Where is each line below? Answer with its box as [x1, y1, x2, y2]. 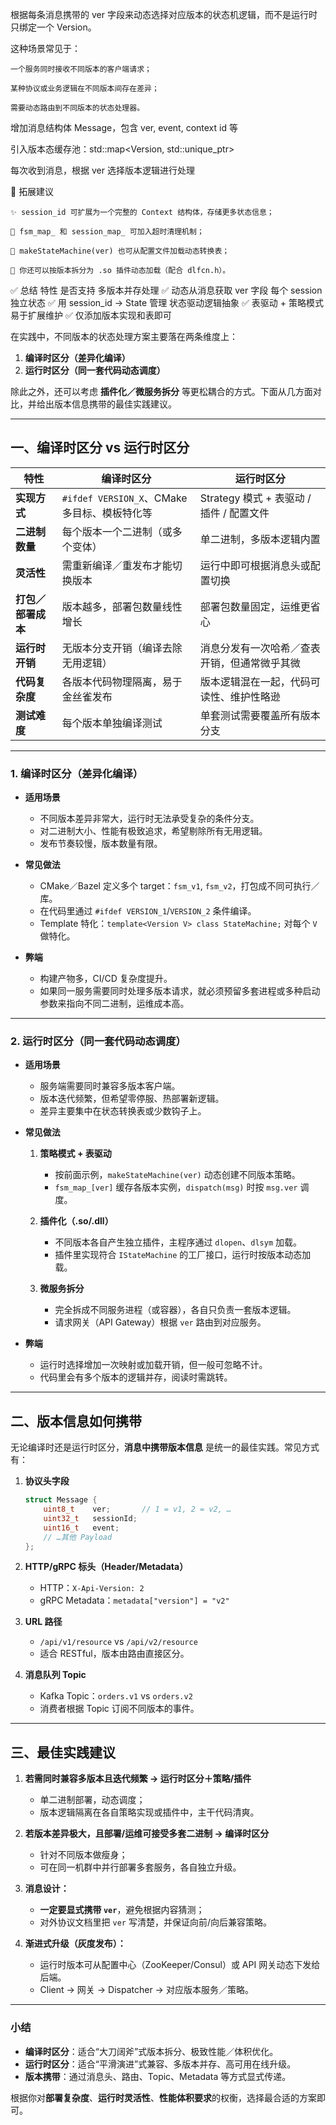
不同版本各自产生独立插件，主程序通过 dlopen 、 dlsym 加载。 [54, 1236, 303, 1248]
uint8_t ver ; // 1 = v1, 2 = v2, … [43, 1504, 232, 1515]
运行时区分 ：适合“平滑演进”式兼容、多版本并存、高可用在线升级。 [24, 2058, 297, 2070]
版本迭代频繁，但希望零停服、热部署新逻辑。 [39, 1093, 225, 1105]
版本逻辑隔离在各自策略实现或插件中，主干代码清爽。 [39, 1806, 260, 1818]
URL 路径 [24, 1616, 63, 1628]
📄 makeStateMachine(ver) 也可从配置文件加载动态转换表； [10, 246, 230, 256]
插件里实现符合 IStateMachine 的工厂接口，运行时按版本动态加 [54, 1249, 312, 1261]
